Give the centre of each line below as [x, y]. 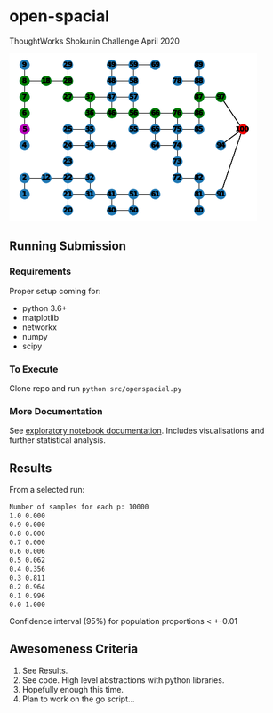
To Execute [34, 369]
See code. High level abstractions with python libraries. [123, 680]
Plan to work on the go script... [78, 699]
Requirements [40, 271]
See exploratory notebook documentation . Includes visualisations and [137, 431]
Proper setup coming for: [55, 291]
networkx [40, 327]
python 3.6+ [44, 308]
